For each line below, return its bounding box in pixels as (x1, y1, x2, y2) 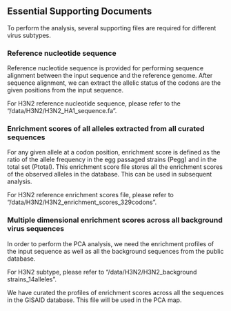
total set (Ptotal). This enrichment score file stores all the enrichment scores (7, 163, 223, 171)
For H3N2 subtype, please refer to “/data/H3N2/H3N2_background (7, 268, 197, 276)
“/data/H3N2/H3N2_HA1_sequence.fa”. (7, 107, 117, 115)
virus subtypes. (7, 31, 52, 39)
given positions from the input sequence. (7, 86, 124, 94)
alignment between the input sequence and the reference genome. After (7, 72, 213, 80)
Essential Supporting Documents (7, 6, 152, 17)
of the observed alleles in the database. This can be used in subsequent (7, 170, 212, 179)
